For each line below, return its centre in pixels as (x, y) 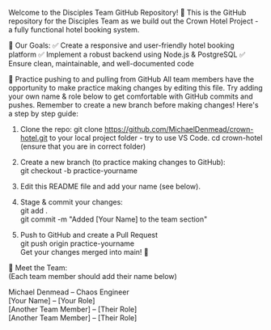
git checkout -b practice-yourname (78, 171)
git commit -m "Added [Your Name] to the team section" (114, 219)
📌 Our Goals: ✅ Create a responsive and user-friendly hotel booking (121, 45)
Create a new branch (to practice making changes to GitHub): (123, 162)
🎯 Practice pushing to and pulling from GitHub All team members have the (131, 79)
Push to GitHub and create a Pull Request (89, 235)
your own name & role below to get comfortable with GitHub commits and (131, 96)
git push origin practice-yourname (77, 243)
